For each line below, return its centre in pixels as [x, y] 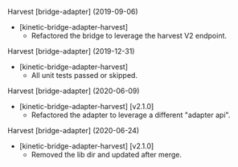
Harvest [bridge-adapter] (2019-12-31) [71, 51]
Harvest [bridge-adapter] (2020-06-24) [74, 130]
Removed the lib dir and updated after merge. [107, 155]
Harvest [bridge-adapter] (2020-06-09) [74, 91]
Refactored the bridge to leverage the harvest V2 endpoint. [129, 36]
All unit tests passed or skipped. [84, 75]
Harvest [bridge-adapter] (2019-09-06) [73, 12]
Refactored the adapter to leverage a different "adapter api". [131, 115]
